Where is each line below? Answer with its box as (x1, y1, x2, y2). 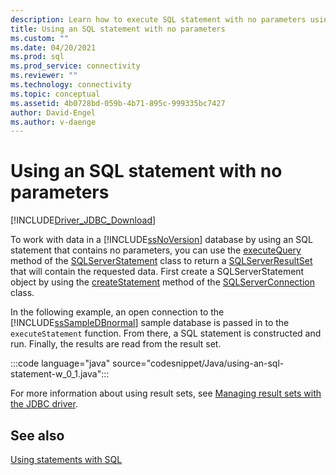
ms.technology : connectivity (10, 80, 132, 90)
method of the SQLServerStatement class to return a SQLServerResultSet (10, 255, 313, 267)
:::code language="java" (10, 357, 111, 370)
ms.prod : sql (10, 52, 65, 62)
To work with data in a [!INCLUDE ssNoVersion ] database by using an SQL (10, 234, 313, 246)
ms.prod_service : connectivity (10, 61, 141, 71)
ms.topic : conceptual (10, 89, 101, 99)
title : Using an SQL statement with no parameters (10, 24, 226, 34)
